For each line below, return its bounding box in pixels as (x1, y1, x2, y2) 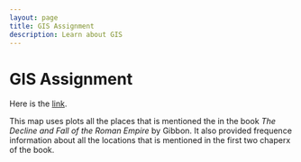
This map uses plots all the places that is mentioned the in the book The (9, 116, 277, 127)
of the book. (9, 145, 55, 156)
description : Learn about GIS (9, 30, 123, 39)
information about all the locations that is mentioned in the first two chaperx (9, 135, 291, 146)
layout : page (9, 13, 59, 22)
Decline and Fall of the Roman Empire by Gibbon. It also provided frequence (9, 125, 293, 136)
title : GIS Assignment (9, 22, 95, 31)
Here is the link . (9, 98, 68, 109)
